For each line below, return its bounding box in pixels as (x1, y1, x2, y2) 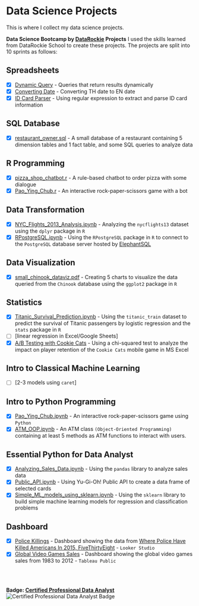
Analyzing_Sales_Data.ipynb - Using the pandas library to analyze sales (14, 466, 188, 473)
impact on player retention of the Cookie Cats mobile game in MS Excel (14, 346, 189, 353)
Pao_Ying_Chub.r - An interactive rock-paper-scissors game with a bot (14, 187, 188, 194)
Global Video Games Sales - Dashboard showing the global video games (14, 551, 193, 558)
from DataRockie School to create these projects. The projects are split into (6, 42, 190, 49)
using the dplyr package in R (14, 227, 85, 235)
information (14, 101, 43, 108)
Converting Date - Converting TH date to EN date (14, 88, 135, 95)
